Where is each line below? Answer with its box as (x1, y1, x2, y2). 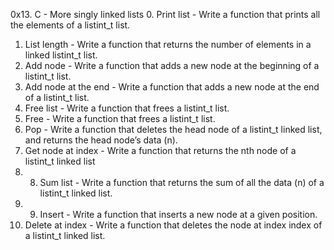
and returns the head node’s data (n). (24, 134, 178, 146)
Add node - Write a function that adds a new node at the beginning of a (24, 60, 320, 71)
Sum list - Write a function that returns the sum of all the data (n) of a (39, 177, 325, 188)
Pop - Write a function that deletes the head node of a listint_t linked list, (24, 124, 323, 135)
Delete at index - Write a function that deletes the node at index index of (24, 219, 323, 231)
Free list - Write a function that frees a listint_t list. (24, 102, 230, 114)
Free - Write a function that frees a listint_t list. (24, 113, 216, 124)
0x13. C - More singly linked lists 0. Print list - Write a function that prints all (10, 9, 321, 20)
